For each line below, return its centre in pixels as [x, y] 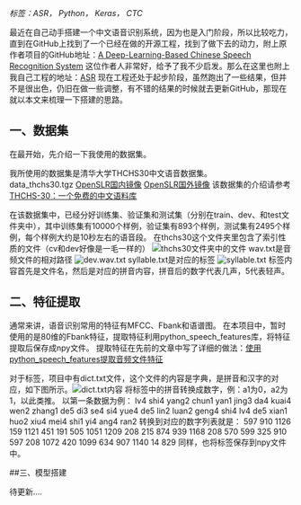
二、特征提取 [45, 302]
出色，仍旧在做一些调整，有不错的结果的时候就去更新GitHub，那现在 [160, 89]
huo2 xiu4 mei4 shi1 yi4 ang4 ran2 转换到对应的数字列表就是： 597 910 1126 [150, 421]
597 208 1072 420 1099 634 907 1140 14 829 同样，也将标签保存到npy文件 [148, 442]
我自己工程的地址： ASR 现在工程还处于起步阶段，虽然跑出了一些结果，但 [144, 77]
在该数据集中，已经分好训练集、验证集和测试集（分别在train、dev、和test [146, 215]
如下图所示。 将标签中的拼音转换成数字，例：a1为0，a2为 [156, 389]
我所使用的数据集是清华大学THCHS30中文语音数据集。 [111, 173]
